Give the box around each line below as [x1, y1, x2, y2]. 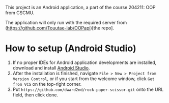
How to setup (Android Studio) [5, 43, 136, 54]
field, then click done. [12, 91, 59, 98]
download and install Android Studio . [12, 64, 90, 71]
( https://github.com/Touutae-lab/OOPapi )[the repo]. [5, 25, 115, 31]
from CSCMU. [5, 10, 35, 16]
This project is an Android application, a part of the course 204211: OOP [5, 5, 156, 10]
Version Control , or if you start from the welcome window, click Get [12, 76, 155, 82]
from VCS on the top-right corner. [12, 81, 82, 87]
